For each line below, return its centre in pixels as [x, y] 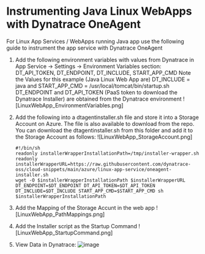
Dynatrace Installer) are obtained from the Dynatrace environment [98, 99]
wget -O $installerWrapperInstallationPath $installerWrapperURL [100, 180]
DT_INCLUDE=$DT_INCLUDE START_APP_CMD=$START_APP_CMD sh [89, 191]
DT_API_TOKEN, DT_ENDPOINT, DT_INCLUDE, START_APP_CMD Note [103, 72]
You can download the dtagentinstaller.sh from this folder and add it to [104, 130]
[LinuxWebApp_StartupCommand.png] [64, 233]
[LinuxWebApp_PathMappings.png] [60, 214]
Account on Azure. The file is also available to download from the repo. [105, 123]
